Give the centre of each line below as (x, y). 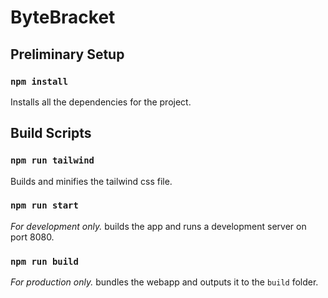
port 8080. (32, 237)
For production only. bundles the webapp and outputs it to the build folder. (164, 282)
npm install (39, 81)
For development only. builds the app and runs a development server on (158, 226)
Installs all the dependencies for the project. (101, 102)
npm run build (44, 261)
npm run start (44, 205)
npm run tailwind (52, 160)
